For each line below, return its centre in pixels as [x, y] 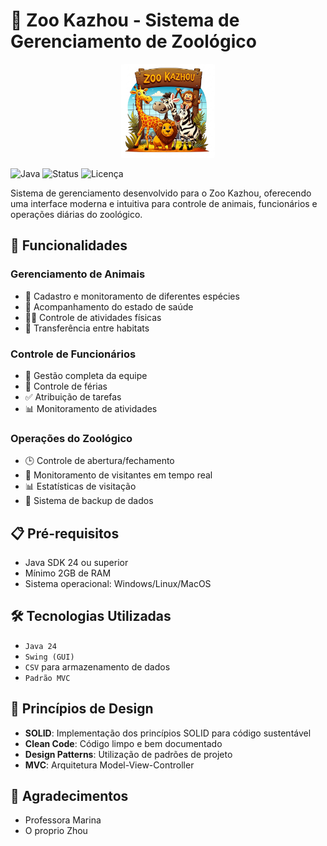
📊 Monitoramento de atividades [91, 408]
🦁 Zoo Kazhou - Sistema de [125, 20]
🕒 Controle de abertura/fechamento [99, 461]
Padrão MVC [47, 678]
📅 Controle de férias [66, 386]
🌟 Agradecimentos [69, 796]
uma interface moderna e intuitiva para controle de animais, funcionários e [164, 203]
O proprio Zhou [56, 831]
